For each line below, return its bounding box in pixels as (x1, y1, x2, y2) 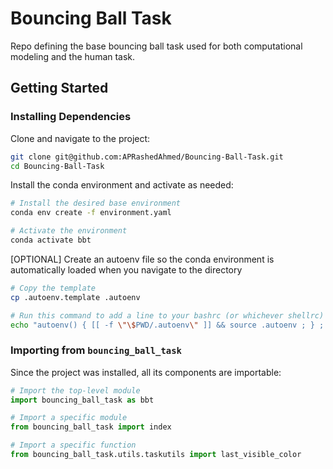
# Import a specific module (10, 413, 128, 423)
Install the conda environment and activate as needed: (10, 179, 234, 191)
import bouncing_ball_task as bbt (10, 395, 155, 405)
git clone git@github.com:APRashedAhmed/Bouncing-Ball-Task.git (10, 152, 284, 162)
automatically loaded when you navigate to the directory (10, 263, 243, 276)
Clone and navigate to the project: (10, 132, 151, 144)
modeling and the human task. (10, 50, 136, 62)
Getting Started (10, 80, 109, 97)
